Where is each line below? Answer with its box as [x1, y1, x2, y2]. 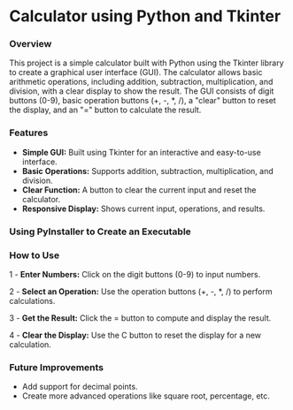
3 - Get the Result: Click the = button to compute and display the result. [9, 313, 272, 323]
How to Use [9, 249, 60, 262]
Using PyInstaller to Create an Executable [9, 225, 192, 238]
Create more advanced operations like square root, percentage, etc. [21, 391, 270, 401]
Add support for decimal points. [21, 382, 139, 392]
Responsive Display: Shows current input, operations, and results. [21, 203, 266, 214]
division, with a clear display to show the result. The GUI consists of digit [9, 86, 274, 96]
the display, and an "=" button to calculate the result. [9, 104, 202, 116]
